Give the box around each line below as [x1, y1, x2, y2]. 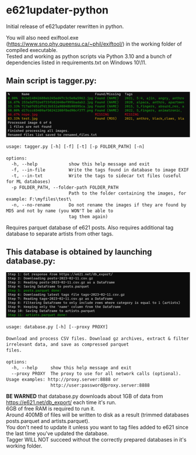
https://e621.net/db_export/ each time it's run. [6, 398, 117, 406]
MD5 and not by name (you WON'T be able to [6, 208, 114, 214]
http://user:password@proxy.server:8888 [50, 382, 150, 388]
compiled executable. [6, 46, 58, 53]
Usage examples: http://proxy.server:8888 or [6, 376, 118, 383]
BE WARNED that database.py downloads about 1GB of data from [6, 393, 163, 400]
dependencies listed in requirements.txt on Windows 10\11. [6, 59, 147, 66]
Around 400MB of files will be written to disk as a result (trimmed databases [6, 411, 190, 418]
